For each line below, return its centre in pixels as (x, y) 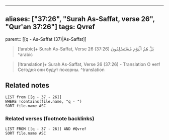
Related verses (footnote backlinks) (50, 118)
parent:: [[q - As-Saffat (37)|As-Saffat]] (46, 39)
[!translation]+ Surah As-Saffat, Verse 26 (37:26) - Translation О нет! (89, 64)
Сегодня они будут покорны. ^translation (61, 69)
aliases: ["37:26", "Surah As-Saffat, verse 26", (80, 19)
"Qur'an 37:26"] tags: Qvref (50, 27)
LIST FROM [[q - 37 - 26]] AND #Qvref (46, 129)
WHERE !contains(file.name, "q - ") (44, 101)
